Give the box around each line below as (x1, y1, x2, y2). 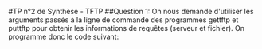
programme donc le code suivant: (8, 32, 119, 41)
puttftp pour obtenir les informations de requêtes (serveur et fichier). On (8, 24, 245, 32)
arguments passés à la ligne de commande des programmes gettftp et (8, 15, 239, 24)
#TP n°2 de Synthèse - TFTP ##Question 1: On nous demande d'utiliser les (8, 7, 254, 16)
